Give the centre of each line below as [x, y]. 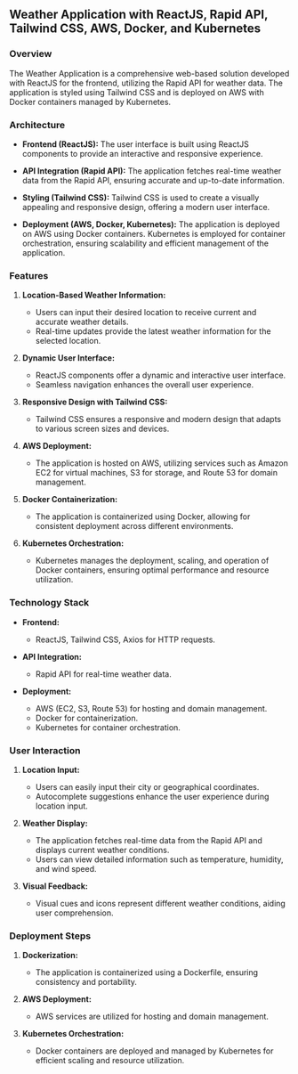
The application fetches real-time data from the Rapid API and [149, 840]
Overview [31, 54]
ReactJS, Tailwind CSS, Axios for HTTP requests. [125, 639]
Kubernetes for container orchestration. [108, 727]
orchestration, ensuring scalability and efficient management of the [145, 243]
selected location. [68, 341]
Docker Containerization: [70, 500]
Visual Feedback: [55, 886]
